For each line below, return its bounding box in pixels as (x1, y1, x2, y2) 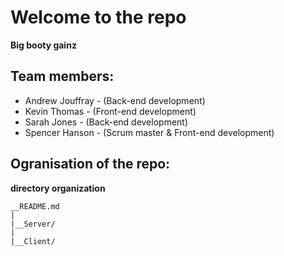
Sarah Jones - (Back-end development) (24, 116, 189, 128)
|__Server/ (10, 219, 56, 229)
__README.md (10, 201, 60, 211)
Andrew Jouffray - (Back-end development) (24, 94, 206, 106)
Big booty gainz (10, 39, 77, 51)
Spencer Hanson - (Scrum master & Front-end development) (24, 126, 275, 138)
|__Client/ (10, 236, 56, 246)
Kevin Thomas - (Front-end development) (24, 105, 197, 117)
